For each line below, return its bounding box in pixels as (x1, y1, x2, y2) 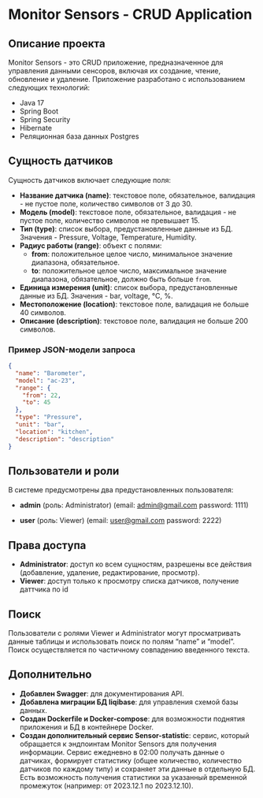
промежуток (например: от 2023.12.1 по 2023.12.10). (19, 781, 194, 790)
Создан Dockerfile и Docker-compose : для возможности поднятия (19, 714, 246, 723)
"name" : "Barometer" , (15, 369, 87, 377)
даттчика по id (19, 585, 69, 594)
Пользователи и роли (8, 465, 120, 477)
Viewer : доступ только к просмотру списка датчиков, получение (19, 577, 239, 586)
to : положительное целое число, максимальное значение (31, 265, 227, 275)
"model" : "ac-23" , (15, 377, 76, 384)
